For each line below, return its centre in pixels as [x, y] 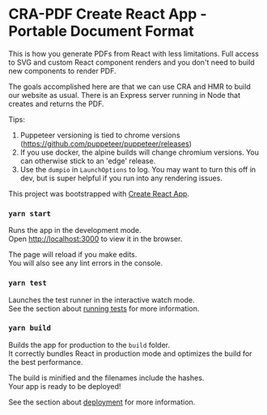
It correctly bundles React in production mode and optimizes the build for [130, 354]
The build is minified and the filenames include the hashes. [106, 378]
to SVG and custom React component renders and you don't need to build [131, 62]
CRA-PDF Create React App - [108, 14]
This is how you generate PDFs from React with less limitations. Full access [134, 53]
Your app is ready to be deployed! [65, 386]
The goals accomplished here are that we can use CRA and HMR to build [129, 87]
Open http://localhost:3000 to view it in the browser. [95, 239]
